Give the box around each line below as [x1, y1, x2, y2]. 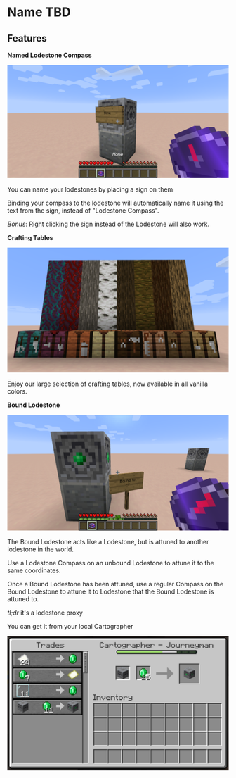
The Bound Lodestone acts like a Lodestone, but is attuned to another [7, 537, 209, 546]
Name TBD [7, 4, 71, 20]
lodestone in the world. [7, 545, 74, 553]
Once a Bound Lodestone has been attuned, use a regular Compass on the [7, 579, 223, 588]
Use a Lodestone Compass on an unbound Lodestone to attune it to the [7, 558, 214, 567]
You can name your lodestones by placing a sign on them [7, 185, 173, 194]
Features [7, 32, 47, 44]
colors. [7, 387, 27, 395]
